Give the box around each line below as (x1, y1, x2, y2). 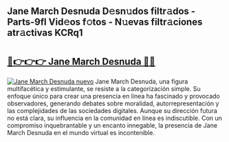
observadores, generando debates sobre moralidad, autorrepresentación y (7, 99, 219, 108)
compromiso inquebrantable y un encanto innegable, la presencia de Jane (7, 121, 218, 130)
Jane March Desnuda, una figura (95, 77, 188, 85)
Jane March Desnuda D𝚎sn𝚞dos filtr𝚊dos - (7, 6, 196, 17)
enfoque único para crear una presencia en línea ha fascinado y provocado (7, 92, 220, 100)
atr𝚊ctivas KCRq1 (7, 27, 83, 39)
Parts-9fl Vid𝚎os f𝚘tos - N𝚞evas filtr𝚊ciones (7, 17, 203, 28)
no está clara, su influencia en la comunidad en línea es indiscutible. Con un (7, 114, 222, 122)
